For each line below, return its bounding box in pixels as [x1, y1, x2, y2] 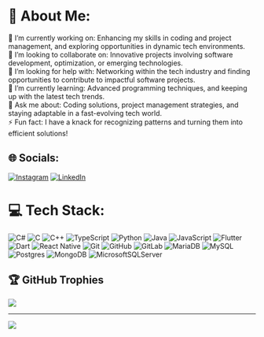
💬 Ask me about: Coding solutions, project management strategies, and [8, 100, 239, 109]
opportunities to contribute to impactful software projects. [8, 75, 196, 84]
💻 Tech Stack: [8, 201, 105, 219]
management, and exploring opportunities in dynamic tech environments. [8, 41, 246, 50]
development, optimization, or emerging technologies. [8, 58, 183, 68]
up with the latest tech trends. [8, 91, 105, 101]
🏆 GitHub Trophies [8, 273, 104, 287]
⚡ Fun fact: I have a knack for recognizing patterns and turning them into [8, 117, 244, 127]
